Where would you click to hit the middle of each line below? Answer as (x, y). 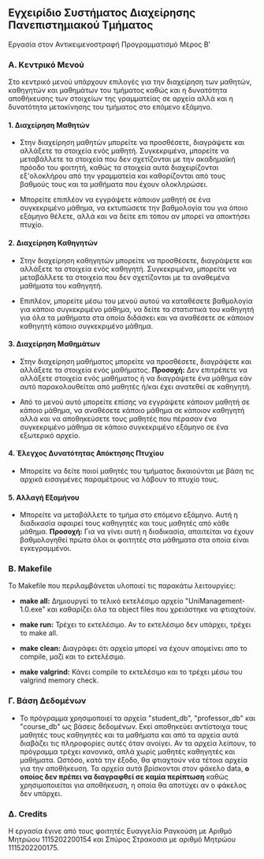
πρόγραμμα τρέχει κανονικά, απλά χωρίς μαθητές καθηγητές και (127, 751)
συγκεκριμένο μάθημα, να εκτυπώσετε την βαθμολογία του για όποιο (134, 208)
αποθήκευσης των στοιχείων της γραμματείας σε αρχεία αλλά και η (121, 99)
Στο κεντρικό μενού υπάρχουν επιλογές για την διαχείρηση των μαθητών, (130, 82)
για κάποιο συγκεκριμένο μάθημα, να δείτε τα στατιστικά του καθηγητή (137, 309)
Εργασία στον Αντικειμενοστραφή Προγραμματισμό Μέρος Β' (110, 44)
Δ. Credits (28, 813)
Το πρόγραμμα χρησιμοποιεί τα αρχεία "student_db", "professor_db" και (138, 718)
